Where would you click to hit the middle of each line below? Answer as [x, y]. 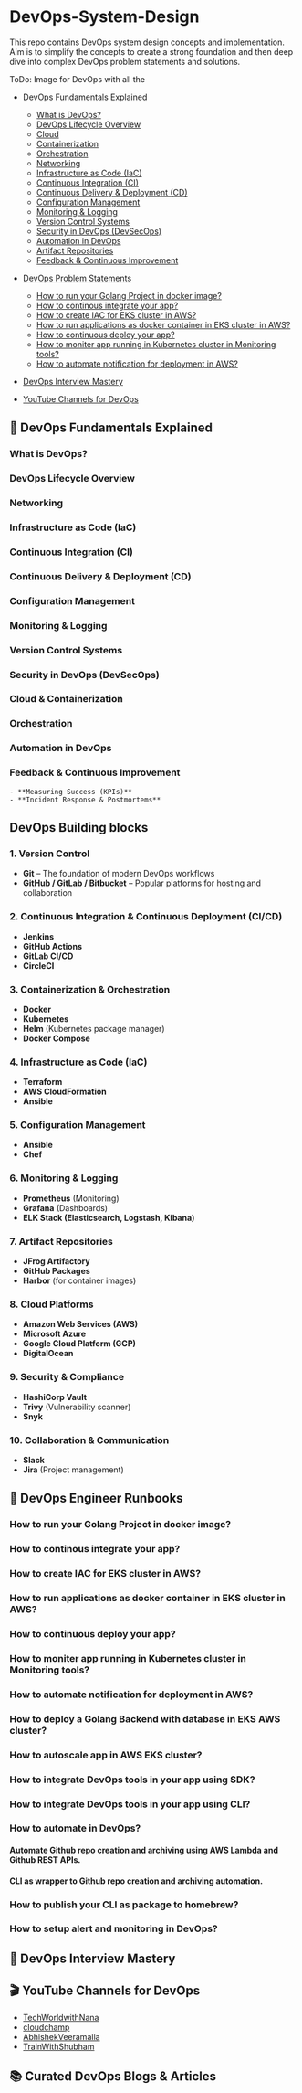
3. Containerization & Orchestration [90, 989]
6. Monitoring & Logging [64, 1178]
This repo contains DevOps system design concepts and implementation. [147, 42]
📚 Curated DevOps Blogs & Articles [113, 2077]
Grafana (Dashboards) [65, 1207]
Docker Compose [57, 1038]
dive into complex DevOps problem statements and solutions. [125, 61]
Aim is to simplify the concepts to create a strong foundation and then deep [151, 51]
